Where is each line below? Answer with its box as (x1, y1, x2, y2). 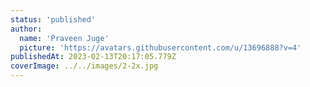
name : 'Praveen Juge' (19, 33, 110, 43)
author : (10, 24, 43, 34)
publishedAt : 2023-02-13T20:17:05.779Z (10, 52, 177, 62)
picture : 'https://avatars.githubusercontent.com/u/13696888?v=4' (19, 42, 302, 53)
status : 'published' (10, 14, 97, 25)
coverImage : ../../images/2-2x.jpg (10, 61, 159, 71)
